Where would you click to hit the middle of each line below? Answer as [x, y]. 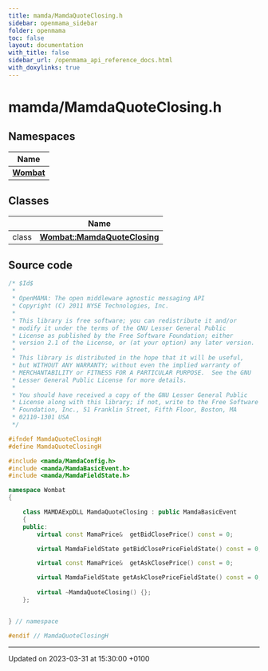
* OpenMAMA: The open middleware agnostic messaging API [108, 299]
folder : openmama [37, 30]
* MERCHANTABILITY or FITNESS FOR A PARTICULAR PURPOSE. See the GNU [131, 372]
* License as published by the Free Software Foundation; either [122, 335]
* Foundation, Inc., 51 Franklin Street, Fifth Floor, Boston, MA [124, 410]
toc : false [26, 38]
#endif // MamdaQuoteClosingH [59, 636]
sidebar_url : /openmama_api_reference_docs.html [91, 61]
